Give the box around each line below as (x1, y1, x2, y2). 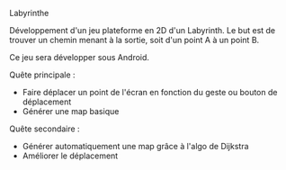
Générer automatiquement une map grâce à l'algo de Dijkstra (22, 141, 249, 151)
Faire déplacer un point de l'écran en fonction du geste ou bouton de (22, 87, 278, 97)
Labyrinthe (9, 8, 49, 18)
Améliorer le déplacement (22, 150, 119, 161)
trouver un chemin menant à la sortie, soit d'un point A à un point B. (9, 35, 260, 45)
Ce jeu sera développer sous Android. (9, 52, 150, 62)
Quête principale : (9, 69, 76, 80)
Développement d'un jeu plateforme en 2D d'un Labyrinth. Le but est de (9, 25, 276, 35)
